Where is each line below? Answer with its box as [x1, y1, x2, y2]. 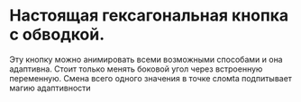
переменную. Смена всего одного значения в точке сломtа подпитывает [9, 72, 293, 83]
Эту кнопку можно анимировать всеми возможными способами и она [9, 54, 283, 64]
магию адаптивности [9, 82, 92, 93]
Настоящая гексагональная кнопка [9, 5, 289, 26]
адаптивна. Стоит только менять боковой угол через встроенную [9, 64, 263, 74]
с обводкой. [9, 24, 105, 45]
